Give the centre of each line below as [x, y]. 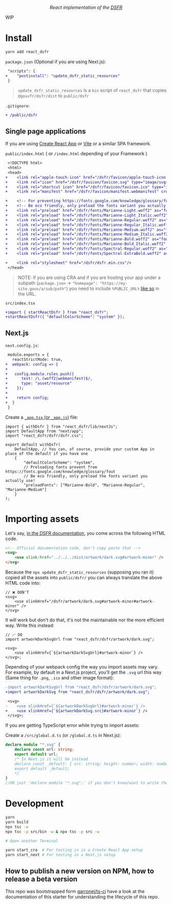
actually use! [20, 481]
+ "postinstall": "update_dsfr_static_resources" [63, 76]
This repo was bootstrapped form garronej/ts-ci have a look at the [75, 891]
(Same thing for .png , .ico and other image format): [60, 678]
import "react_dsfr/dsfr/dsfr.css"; [44, 436]
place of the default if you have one [47, 454]
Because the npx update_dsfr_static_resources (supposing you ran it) [80, 572]
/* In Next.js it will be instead [51, 759]
